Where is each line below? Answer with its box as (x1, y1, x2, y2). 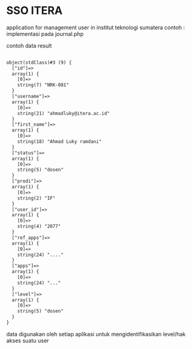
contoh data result (6, 42, 52, 49)
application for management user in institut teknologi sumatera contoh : (6, 24, 185, 31)
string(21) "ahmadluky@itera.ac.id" (17, 110, 111, 116)
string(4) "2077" (17, 223, 61, 230)
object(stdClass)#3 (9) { (6, 59, 72, 66)
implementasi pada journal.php (6, 30, 84, 37)
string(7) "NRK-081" (17, 82, 69, 88)
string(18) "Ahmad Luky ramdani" (17, 139, 102, 145)
